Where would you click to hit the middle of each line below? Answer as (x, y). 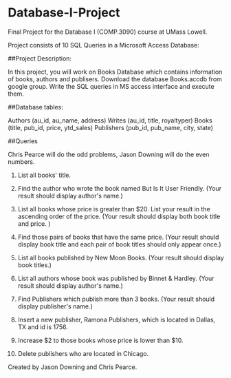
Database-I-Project (64, 13)
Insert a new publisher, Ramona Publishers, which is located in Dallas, (117, 319)
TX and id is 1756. (43, 327)
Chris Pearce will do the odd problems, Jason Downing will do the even (109, 154)
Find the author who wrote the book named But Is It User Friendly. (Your (120, 188)
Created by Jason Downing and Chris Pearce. (73, 367)
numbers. (21, 161)
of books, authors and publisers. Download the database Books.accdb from (115, 79)
